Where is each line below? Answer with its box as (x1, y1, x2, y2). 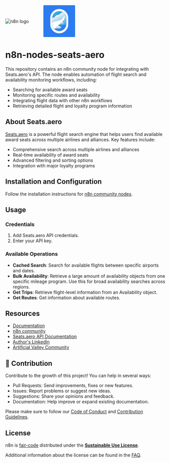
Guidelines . (5, 414, 29, 420)
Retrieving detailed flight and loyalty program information (12, 103, 132, 109)
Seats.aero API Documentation (12, 333, 77, 340)
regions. (12, 283, 30, 290)
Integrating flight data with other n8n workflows (12, 97, 113, 103)
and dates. (12, 267, 35, 274)
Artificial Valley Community (12, 344, 70, 351)
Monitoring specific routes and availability (12, 92, 100, 98)
